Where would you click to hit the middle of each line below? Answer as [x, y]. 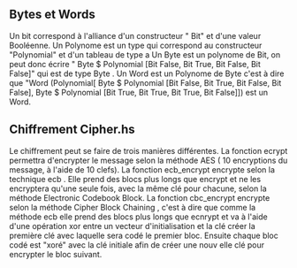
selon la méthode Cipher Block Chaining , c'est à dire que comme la [133, 207]
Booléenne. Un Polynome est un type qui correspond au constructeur [136, 45]
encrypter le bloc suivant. [56, 254]
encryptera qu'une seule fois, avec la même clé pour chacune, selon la [138, 188]
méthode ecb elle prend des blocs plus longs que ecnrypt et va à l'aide [138, 217]
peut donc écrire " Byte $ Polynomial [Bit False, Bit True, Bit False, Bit [135, 64]
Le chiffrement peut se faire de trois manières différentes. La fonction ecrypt [148, 150]
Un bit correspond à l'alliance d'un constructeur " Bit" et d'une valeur [135, 35]
